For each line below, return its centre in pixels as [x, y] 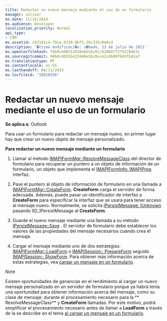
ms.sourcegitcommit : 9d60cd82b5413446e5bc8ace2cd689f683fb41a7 [73, 56]
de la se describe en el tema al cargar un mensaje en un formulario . [75, 313]
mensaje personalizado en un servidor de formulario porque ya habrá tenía [82, 286]
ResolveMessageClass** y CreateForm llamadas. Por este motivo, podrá [80, 302]
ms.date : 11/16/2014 [27, 19]
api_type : [16, 33]
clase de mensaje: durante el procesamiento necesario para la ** [72, 297]
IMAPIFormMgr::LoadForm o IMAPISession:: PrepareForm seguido [81, 251]
